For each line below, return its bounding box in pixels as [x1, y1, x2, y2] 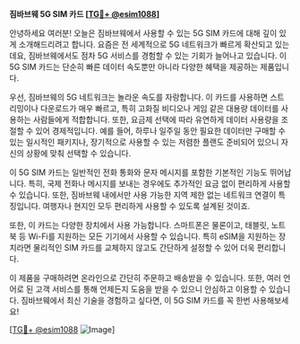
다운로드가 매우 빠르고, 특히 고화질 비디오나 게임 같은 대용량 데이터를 [39, 103, 279, 113]
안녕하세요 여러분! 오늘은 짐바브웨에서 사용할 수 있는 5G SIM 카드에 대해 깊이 [9, 28, 278, 39]
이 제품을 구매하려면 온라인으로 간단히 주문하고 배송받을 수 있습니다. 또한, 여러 [9, 273, 282, 283]
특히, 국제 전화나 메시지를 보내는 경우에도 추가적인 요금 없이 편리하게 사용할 [28, 179, 291, 189]
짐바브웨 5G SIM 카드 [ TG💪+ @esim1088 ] [9, 9, 160, 19]
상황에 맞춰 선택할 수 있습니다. [25, 148, 132, 158]
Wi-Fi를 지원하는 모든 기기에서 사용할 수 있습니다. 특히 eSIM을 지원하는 [28, 231, 277, 242]
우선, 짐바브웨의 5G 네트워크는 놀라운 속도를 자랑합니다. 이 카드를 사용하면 [9, 92, 269, 102]
